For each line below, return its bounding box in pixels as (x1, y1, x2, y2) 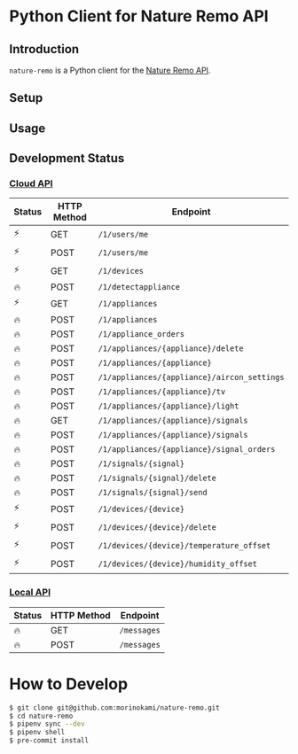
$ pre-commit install (9, 736, 90, 745)
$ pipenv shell (9, 728, 66, 737)
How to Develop (9, 673, 129, 694)
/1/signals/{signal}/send (98, 487, 208, 498)
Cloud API (9, 177, 53, 190)
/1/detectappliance (98, 282, 180, 292)
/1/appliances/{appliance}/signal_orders (98, 445, 276, 455)
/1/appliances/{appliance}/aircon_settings (98, 372, 285, 383)
